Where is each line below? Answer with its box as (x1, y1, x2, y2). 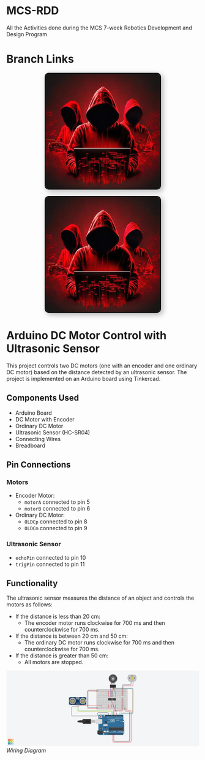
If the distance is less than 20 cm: (15, 613, 101, 621)
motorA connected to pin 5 (24, 498, 90, 506)
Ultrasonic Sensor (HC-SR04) (15, 428, 91, 436)
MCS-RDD (6, 4, 59, 18)
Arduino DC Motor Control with (6, 329, 167, 343)
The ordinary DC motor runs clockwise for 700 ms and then (24, 639, 174, 646)
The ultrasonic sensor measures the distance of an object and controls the (6, 594, 195, 602)
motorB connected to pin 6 (24, 505, 91, 512)
